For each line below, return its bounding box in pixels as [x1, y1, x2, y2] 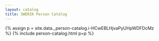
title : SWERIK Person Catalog [5, 12, 68, 17]
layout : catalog [5, 7, 39, 12]
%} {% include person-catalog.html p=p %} [5, 30, 94, 36]
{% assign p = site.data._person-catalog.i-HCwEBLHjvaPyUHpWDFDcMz [5, 25, 154, 31]
